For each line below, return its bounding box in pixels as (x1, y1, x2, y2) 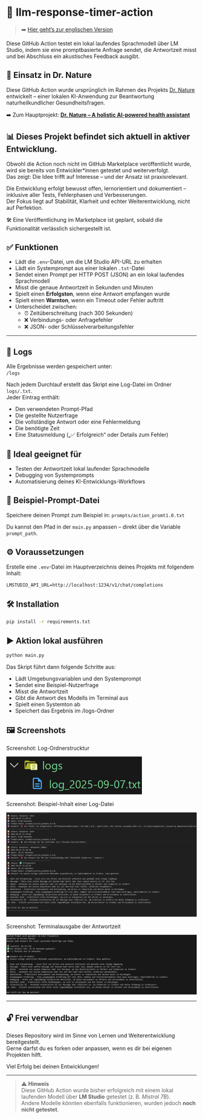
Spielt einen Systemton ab (14, 701, 80, 708)
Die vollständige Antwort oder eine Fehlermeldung (14, 418, 141, 425)
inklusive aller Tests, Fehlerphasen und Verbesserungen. (6, 191, 147, 198)
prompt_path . (6, 529, 38, 537)
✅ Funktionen (6, 242, 59, 253)
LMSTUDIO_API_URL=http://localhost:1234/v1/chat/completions (6, 582, 164, 588)
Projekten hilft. (6, 1051, 42, 1058)
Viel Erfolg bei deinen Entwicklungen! (6, 1063, 100, 1070)
